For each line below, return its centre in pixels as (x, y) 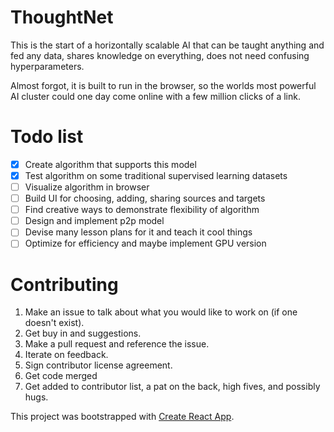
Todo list (47, 137)
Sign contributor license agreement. (98, 365)
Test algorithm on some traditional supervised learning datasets (156, 175)
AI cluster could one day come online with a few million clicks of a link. (155, 96)
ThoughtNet (62, 17)
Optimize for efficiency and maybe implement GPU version (145, 243)
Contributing (64, 284)
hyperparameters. (47, 66)
